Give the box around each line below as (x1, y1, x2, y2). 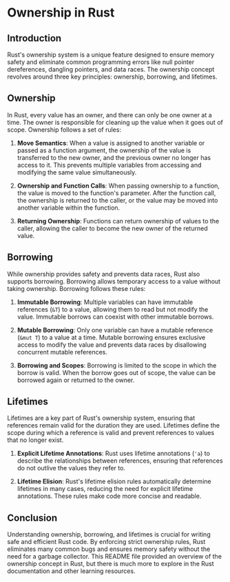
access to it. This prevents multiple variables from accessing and (17, 161, 202, 169)
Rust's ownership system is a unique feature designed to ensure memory (7, 50, 215, 59)
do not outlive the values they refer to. (17, 464, 126, 472)
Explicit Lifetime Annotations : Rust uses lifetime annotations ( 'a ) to (17, 450, 210, 458)
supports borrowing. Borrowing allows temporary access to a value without (7, 277, 221, 285)
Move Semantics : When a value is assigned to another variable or (17, 139, 205, 147)
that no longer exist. (7, 436, 64, 444)
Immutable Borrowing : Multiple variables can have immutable (17, 298, 194, 306)
